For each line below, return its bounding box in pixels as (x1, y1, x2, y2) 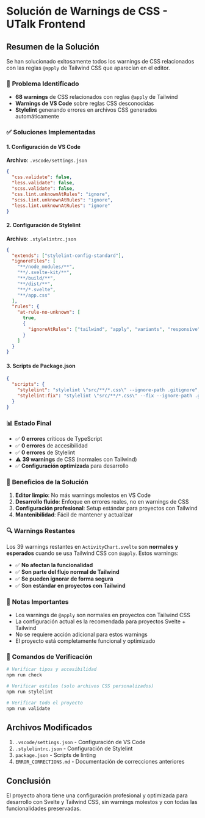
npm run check (6, 672, 43, 678)
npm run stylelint (6, 689, 53, 695)
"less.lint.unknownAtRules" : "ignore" (12, 203, 111, 209)
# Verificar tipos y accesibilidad (6, 667, 97, 673)
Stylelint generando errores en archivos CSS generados (15, 106, 157, 114)
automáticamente (15, 113, 60, 120)
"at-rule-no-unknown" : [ (17, 309, 81, 316)
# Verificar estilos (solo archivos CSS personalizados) (6, 682, 154, 689)
